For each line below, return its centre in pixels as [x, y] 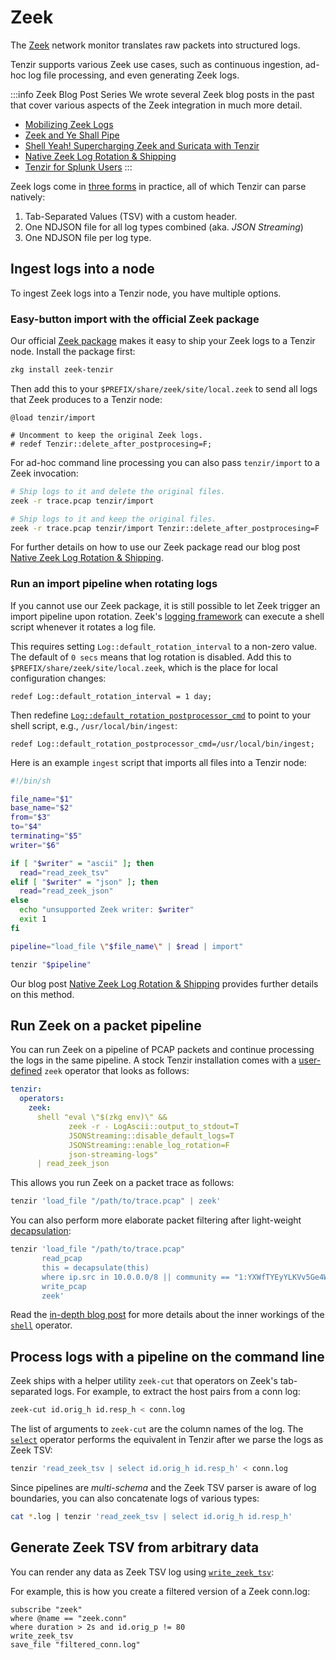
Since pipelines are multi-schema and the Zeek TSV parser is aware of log [163, 1487]
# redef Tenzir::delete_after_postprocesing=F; [111, 444]
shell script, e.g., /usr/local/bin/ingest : [94, 725]
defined [26, 1071]
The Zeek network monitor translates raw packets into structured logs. [155, 45]
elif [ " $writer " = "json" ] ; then [84, 882]
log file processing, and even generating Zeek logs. [134, 75]
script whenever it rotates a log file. [83, 627]
